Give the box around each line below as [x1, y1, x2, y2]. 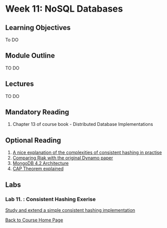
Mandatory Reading [5, 108, 70, 117]
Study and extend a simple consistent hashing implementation [5, 207, 136, 213]
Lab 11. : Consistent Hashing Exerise [5, 196, 96, 203]
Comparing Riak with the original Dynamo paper [12, 155, 113, 161]
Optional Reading [5, 136, 61, 145]
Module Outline [5, 51, 55, 60]
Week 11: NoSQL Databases [5, 3, 123, 15]
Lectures [5, 80, 34, 88]
